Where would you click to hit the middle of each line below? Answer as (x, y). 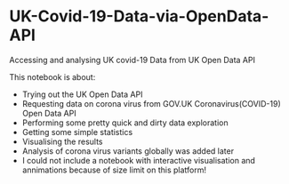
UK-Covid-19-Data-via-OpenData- (139, 16)
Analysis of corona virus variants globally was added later (128, 151)
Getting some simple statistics (77, 132)
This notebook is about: (52, 76)
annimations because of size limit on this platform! (114, 170)
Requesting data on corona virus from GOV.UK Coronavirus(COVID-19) (152, 103)
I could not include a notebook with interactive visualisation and (139, 160)
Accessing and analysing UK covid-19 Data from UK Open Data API (132, 60)
